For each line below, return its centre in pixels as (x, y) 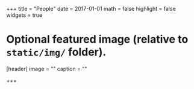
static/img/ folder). (56, 52)
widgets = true (24, 15)
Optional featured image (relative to (97, 39)
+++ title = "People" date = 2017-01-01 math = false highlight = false (91, 9)
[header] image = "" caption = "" (47, 69)
